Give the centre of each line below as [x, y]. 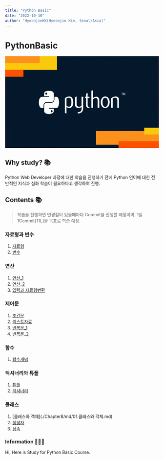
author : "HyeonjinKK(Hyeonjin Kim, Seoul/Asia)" [55, 21]
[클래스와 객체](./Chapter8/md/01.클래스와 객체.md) [62, 416]
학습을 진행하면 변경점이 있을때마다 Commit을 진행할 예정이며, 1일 [80, 214]
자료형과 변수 [20, 234]
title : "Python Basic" [28, 10]
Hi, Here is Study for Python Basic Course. [48, 452]
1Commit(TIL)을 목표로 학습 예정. [49, 221]
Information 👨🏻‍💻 [25, 441]
